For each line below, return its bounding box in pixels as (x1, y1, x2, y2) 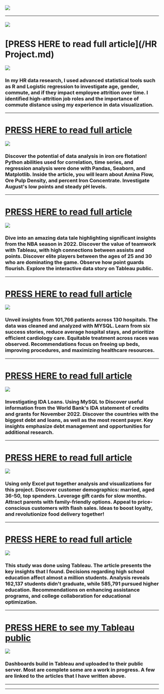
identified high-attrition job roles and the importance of (5, 95, 139, 102)
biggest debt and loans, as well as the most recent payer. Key (5, 417, 153, 423)
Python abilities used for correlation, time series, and (5, 159, 133, 166)
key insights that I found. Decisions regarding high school (5, 568, 144, 575)
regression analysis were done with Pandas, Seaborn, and (5, 165, 145, 171)
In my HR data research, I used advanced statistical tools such (5, 77, 156, 84)
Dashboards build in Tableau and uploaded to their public (5, 660, 143, 667)
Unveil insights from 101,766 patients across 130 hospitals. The (5, 316, 158, 323)
